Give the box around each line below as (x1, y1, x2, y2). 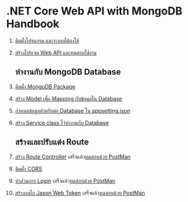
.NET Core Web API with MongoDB (6, 4, 183, 18)
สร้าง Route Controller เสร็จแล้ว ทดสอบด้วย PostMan (14, 153, 131, 160)
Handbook (6, 17, 60, 31)
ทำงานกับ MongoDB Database (14, 67, 121, 77)
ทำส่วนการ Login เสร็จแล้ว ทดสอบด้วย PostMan (14, 177, 116, 185)
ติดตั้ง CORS (14, 165, 43, 172)
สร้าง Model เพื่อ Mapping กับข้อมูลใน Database (14, 95, 122, 102)
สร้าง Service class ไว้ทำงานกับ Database (14, 119, 109, 126)
